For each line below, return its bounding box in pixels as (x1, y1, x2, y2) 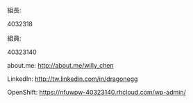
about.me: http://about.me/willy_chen (7, 62, 115, 69)
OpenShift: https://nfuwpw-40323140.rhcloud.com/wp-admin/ (7, 88, 186, 96)
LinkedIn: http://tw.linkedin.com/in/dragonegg (7, 75, 138, 83)
